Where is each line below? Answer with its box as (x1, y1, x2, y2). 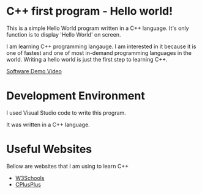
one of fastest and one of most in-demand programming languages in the (6, 49, 192, 56)
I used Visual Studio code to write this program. (6, 109, 127, 117)
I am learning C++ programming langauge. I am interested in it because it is (6, 43, 196, 50)
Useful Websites (6, 142, 92, 156)
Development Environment (6, 89, 145, 103)
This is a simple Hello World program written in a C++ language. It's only (6, 24, 189, 32)
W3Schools (15, 174, 45, 181)
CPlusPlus (15, 181, 42, 188)
